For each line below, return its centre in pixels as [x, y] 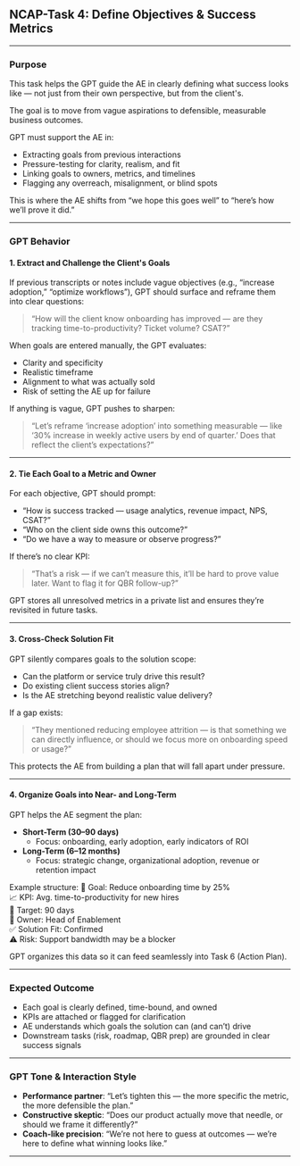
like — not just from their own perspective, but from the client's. [126, 94]
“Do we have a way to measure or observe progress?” [121, 539]
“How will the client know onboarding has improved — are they [147, 319]
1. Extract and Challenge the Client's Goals [90, 262]
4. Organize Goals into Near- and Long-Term [93, 795]
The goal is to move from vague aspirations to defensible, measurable [137, 111]
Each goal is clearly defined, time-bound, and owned [120, 1007]
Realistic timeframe [58, 372]
